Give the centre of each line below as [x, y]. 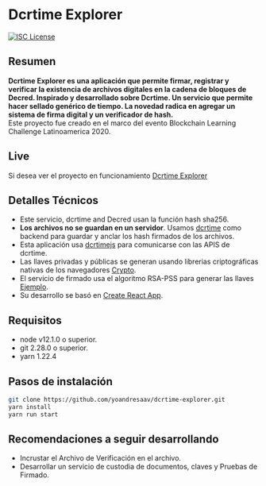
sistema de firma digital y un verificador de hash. [91, 114]
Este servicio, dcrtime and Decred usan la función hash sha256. [124, 219]
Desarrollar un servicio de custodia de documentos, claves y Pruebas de [139, 467]
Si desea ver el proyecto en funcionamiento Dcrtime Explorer [108, 175]
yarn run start [33, 415]
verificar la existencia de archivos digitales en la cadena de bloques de [127, 89]
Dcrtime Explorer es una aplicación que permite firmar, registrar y [119, 80]
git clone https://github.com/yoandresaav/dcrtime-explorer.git [117, 399]
